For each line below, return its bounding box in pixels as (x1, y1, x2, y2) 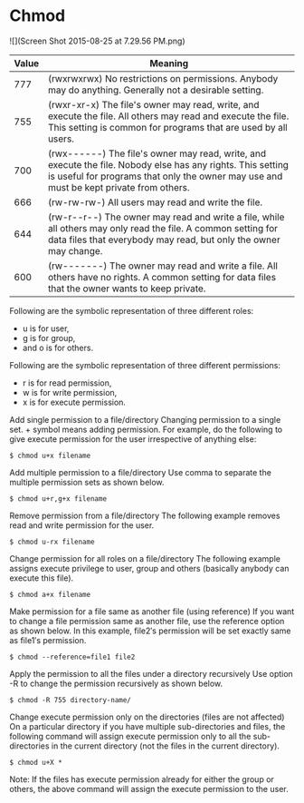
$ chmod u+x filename (9, 451, 91, 460)
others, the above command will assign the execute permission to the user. (9, 783, 289, 794)
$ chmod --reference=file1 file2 (9, 652, 136, 661)
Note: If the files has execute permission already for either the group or (9, 773, 274, 785)
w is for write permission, (22, 387, 118, 397)
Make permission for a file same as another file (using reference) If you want (9, 605, 295, 617)
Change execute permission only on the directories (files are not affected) (9, 711, 285, 722)
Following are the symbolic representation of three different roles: (9, 305, 254, 316)
